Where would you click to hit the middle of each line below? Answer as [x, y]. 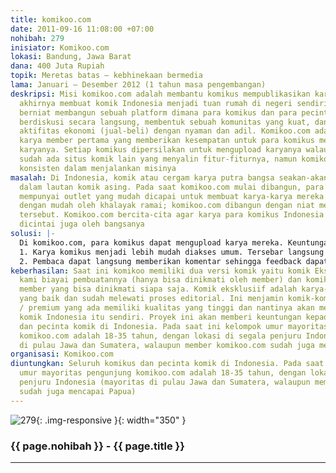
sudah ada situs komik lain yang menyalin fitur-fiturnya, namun [158, 159]
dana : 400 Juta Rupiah [57, 66]
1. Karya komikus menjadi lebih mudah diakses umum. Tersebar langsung [172, 252]
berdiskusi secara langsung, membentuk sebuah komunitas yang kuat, [165, 122]
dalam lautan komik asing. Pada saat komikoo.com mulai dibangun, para [172, 187]
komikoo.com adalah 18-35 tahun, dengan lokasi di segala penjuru [160, 336]
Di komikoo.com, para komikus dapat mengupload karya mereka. [151, 242]
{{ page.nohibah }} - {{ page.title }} [97, 446]
